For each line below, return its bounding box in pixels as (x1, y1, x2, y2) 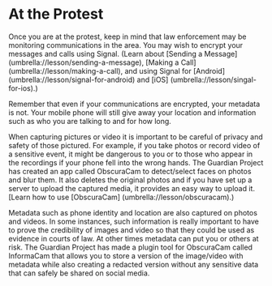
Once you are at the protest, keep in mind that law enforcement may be (8, 32, 247, 41)
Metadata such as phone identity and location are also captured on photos (8, 207, 258, 217)
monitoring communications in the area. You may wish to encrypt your (8, 40, 244, 49)
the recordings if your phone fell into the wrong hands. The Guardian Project (8, 157, 264, 167)
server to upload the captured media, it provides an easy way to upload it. (8, 183, 256, 193)
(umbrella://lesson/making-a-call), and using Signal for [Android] (8, 66, 226, 75)
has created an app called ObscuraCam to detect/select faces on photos (8, 166, 252, 176)
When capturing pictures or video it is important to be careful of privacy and (8, 131, 263, 142)
